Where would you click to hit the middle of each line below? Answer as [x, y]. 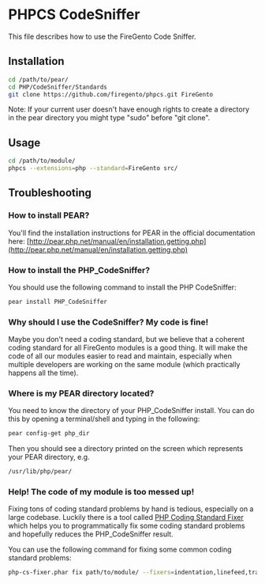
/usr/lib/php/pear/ [40, 472]
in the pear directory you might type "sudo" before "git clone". [109, 118]
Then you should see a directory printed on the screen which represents [126, 449]
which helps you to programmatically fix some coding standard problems [127, 526]
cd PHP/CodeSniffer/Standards [58, 87]
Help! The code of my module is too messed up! [101, 492]
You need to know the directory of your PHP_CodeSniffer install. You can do [131, 411]
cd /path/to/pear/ [38, 80]
